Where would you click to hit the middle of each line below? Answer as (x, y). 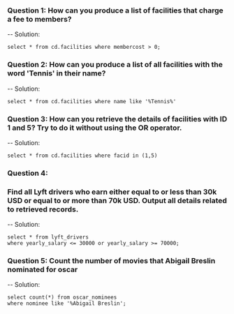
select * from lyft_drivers (48, 237)
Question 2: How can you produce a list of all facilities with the (115, 65)
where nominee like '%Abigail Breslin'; (67, 304)
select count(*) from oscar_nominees (62, 298)
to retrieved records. (43, 209)
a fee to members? (39, 19)
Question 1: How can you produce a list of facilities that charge (115, 10)
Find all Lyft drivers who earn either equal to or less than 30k (112, 192)
